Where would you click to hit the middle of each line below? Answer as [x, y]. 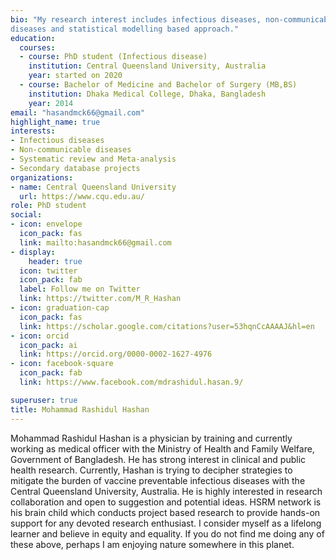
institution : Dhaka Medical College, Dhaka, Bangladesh [147, 94]
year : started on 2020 [75, 76]
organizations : [42, 177]
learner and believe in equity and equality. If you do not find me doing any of [167, 533]
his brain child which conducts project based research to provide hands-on [165, 512]
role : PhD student [48, 206]
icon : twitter [48, 271]
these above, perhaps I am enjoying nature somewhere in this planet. [152, 544]
